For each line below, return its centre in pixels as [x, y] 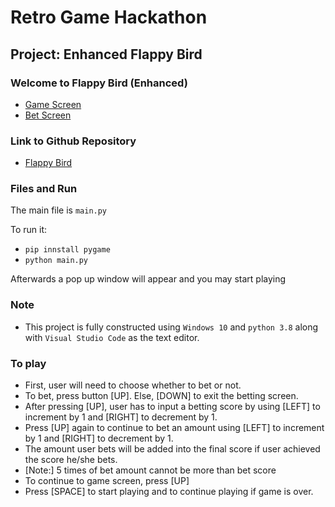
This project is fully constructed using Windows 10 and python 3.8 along [171, 327]
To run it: [29, 230]
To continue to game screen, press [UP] [107, 481]
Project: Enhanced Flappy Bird [106, 54]
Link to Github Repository [73, 141]
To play [28, 363]
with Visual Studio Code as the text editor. [112, 337]
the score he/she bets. [71, 460]
